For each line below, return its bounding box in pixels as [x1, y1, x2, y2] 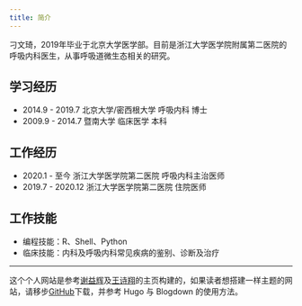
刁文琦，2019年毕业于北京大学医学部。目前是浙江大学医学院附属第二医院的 [9, 39, 288, 49]
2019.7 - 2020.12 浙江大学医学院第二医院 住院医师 [22, 182, 207, 193]
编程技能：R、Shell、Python [22, 236, 128, 247]
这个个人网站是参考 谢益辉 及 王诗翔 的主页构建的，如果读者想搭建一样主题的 [9, 275, 285, 286]
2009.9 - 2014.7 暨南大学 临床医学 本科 [22, 116, 168, 127]
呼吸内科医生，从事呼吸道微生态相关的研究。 [9, 50, 175, 61]
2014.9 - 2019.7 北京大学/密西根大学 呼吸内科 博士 [22, 104, 209, 115]
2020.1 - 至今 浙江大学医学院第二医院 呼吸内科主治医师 [22, 170, 225, 181]
